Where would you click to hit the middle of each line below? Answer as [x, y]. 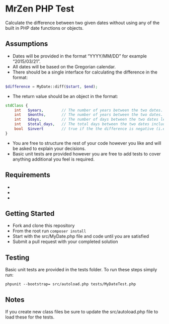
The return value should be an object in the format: [65, 96]
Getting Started [30, 214]
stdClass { [17, 105]
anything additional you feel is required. [53, 159]
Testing [17, 257]
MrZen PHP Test [40, 9]
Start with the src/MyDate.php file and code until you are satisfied [81, 236]
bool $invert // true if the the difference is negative [84, 129]
